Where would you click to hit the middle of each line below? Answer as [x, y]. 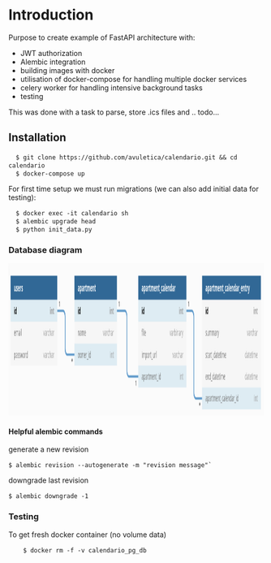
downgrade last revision [49, 480]
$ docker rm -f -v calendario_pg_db [85, 550]
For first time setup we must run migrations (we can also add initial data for [134, 188]
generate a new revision [49, 449]
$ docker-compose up [50, 173]
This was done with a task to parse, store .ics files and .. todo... [114, 112]
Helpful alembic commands [56, 431]
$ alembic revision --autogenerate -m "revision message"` [110, 466]
